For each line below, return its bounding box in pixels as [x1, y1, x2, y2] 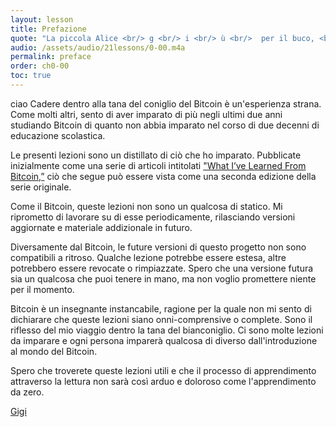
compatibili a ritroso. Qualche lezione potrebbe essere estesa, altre [10, 251, 287, 263]
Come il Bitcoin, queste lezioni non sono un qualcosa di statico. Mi [10, 200, 283, 212]
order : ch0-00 [10, 61, 70, 71]
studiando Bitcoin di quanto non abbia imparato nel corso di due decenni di [10, 119, 320, 131]
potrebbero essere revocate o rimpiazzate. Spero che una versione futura [10, 262, 314, 274]
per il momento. [10, 283, 75, 295]
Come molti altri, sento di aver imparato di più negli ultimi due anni [10, 108, 283, 120]
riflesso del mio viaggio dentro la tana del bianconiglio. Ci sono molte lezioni [10, 324, 324, 336]
